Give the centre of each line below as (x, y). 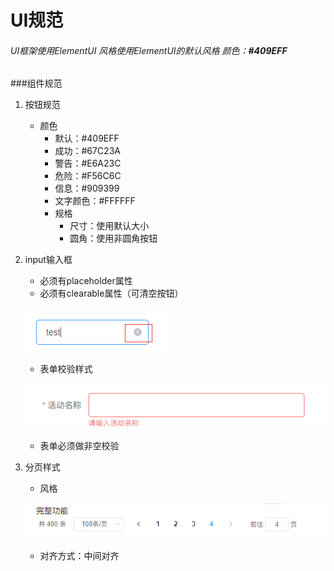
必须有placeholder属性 (86, 281)
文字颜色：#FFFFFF (95, 201)
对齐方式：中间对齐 (79, 555)
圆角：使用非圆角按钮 (113, 238)
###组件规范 (36, 83)
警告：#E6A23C (88, 163)
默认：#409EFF (87, 138)
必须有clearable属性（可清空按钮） (111, 293)
